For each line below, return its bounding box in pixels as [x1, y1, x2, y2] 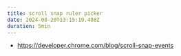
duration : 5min [7, 23, 51, 29]
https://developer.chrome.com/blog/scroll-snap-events [17, 42, 174, 50]
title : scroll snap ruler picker [7, 10, 103, 17]
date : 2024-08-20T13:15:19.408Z [7, 16, 100, 23]
